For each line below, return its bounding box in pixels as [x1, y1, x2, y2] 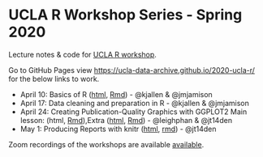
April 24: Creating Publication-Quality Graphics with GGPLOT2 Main [19, 107, 248, 117]
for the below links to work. [8, 74, 100, 83]
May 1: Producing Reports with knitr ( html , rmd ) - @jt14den [19, 124, 217, 134]
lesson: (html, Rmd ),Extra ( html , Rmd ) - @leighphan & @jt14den [19, 115, 233, 125]
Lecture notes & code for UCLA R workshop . [8, 49, 157, 59]
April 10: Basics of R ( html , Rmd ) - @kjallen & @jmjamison [19, 89, 213, 99]
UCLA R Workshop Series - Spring [8, 6, 243, 24]
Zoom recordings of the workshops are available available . [8, 139, 205, 149]
